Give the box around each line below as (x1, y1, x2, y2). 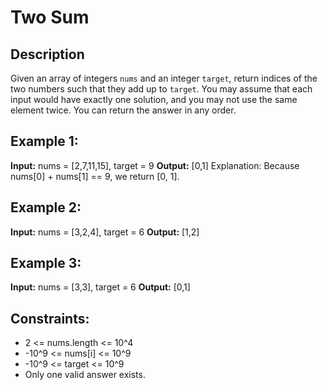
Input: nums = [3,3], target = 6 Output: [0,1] (10, 281, 191, 293)
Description (10, 46, 85, 63)
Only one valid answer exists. (24, 369, 146, 381)
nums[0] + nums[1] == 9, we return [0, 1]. (10, 170, 180, 182)
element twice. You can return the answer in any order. (10, 104, 237, 116)
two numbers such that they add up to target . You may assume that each (10, 83, 313, 95)
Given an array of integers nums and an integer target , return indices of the (10, 72, 318, 84)
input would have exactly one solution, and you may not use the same (10, 94, 298, 105)
